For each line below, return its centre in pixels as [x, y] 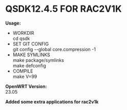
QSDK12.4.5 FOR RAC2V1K [63, 9]
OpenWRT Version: [26, 86]
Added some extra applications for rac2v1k [52, 102]
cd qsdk [21, 38]
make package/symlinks [38, 60]
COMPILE [23, 71]
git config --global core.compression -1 [54, 49]
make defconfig [29, 65]
